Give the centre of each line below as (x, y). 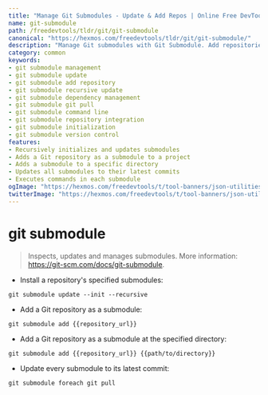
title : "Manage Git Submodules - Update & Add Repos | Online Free (123, 16)
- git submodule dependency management (75, 98)
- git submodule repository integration (77, 120)
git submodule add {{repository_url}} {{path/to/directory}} (112, 353)
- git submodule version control (64, 134)
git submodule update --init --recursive (78, 294)
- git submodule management (55, 68)
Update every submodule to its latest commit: (95, 368)
